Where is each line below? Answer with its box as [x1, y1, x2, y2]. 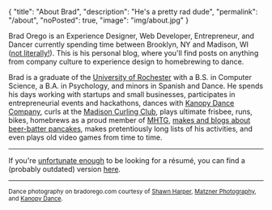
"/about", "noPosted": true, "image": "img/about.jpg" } [8, 15, 189, 25]
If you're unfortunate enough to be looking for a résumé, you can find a [8, 156, 245, 165]
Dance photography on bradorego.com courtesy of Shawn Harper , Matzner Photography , [8, 187, 257, 195]
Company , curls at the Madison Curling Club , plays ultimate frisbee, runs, [8, 107, 253, 116]
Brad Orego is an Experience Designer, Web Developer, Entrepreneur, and [8, 31, 255, 40]
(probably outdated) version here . [8, 165, 121, 174]
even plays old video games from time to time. [8, 132, 163, 142]
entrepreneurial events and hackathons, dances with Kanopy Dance [8, 99, 235, 107]
